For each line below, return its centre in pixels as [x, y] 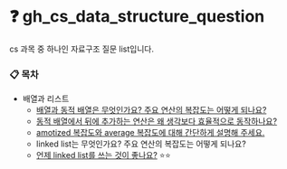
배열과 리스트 [46, 99]
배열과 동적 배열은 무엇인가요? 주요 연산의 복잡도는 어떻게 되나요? [151, 110]
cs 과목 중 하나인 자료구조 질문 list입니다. [81, 49]
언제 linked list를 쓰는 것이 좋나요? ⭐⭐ [103, 155]
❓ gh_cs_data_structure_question [137, 17]
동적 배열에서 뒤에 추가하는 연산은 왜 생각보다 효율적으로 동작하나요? [157, 121]
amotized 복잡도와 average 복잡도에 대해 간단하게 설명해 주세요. [150, 133]
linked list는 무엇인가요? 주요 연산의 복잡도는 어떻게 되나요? [141, 144]
